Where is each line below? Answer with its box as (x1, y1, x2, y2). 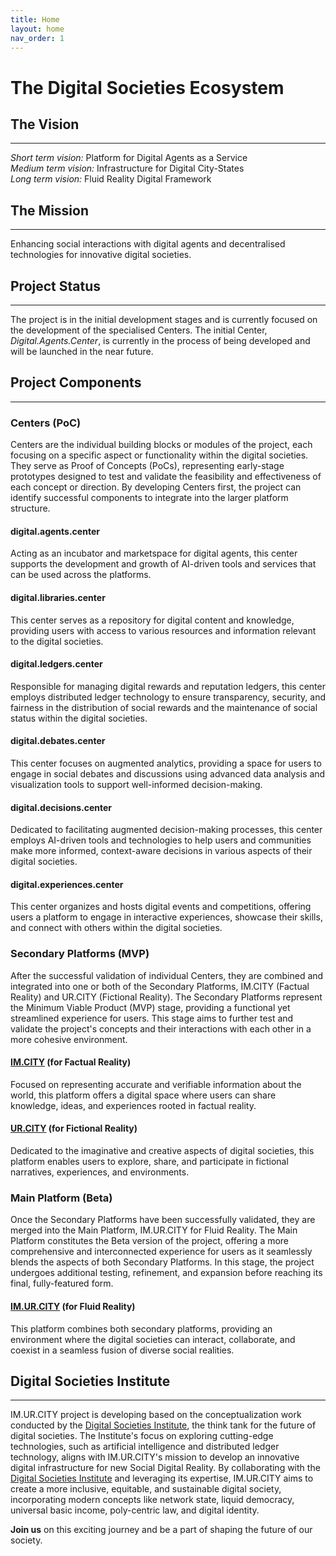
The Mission (10, 202, 89, 219)
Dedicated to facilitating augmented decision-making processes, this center (10, 824, 323, 836)
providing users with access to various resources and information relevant (10, 624, 317, 636)
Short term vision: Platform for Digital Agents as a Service (10, 152, 248, 164)
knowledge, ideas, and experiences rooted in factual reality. (10, 1099, 257, 1111)
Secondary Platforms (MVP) (10, 947, 150, 961)
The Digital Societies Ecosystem (10, 76, 285, 99)
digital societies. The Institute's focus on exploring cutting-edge (10, 1430, 274, 1442)
